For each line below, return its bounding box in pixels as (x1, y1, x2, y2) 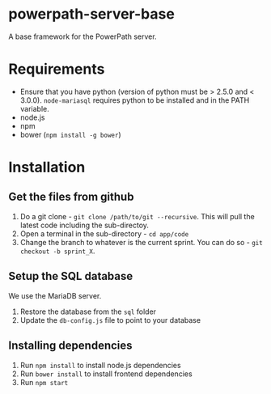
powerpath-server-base (8, 5, 176, 23)
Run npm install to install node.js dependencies (19, 360, 181, 370)
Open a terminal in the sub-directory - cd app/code (19, 228, 189, 239)
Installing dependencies (8, 339, 133, 353)
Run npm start (19, 377, 69, 387)
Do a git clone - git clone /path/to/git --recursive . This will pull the (19, 211, 255, 221)
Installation (8, 159, 86, 176)
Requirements (8, 60, 105, 78)
